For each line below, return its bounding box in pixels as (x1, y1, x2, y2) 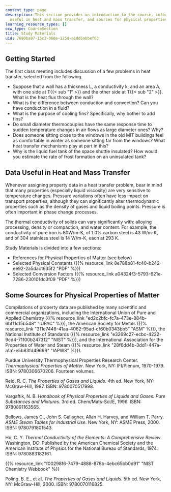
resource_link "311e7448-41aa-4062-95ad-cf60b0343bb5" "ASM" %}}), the (5, 326, 165, 332)
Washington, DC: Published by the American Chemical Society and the (5, 440, 154, 446)
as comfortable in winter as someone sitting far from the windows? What (12, 137, 165, 143)
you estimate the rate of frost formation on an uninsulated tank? (12, 153, 147, 160)
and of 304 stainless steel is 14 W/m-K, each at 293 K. (5, 235, 120, 241)
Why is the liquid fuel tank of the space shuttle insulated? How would (12, 148, 158, 154)
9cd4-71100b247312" (5, 336, 50, 343)
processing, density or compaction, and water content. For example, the (5, 224, 157, 230)
